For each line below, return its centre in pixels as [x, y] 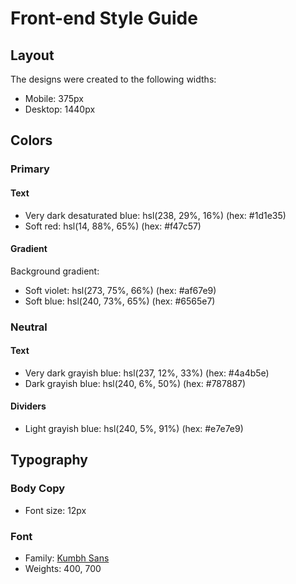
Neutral [29, 327]
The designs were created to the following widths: [113, 79]
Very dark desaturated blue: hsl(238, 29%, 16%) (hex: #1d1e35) [155, 215]
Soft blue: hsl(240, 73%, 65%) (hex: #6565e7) [120, 301]
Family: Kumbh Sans [67, 558]
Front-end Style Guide [104, 18]
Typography [49, 460]
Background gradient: [55, 271]
